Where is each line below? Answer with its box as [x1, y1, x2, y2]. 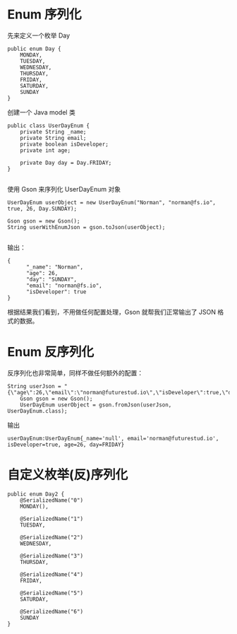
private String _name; [20, 128, 87, 135]
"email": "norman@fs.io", [25, 282, 102, 289]
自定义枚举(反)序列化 [7, 467, 128, 483]
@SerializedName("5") [20, 589, 83, 597]
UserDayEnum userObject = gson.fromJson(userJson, [20, 401, 172, 409]
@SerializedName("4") [20, 570, 83, 578]
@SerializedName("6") [20, 608, 83, 615]
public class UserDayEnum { [7, 122, 90, 129]
